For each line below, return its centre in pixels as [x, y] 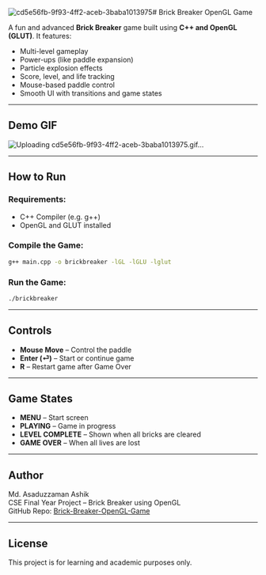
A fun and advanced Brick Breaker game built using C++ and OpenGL [123, 27]
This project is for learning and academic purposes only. [100, 562]
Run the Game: [37, 282]
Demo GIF [33, 125]
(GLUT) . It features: [40, 36]
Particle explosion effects [61, 68]
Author [26, 475]
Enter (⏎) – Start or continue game [77, 358]
